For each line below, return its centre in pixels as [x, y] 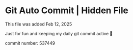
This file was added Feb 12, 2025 [39, 24]
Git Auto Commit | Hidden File [67, 11]
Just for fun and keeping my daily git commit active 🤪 [59, 33]
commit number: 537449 [30, 43]
